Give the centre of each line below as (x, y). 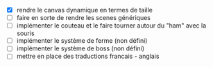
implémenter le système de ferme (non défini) (82, 41)
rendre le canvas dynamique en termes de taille (85, 10)
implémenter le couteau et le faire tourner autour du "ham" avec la (111, 26)
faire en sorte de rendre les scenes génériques (83, 18)
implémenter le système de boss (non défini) (80, 48)
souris (26, 33)
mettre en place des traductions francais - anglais (88, 56)
